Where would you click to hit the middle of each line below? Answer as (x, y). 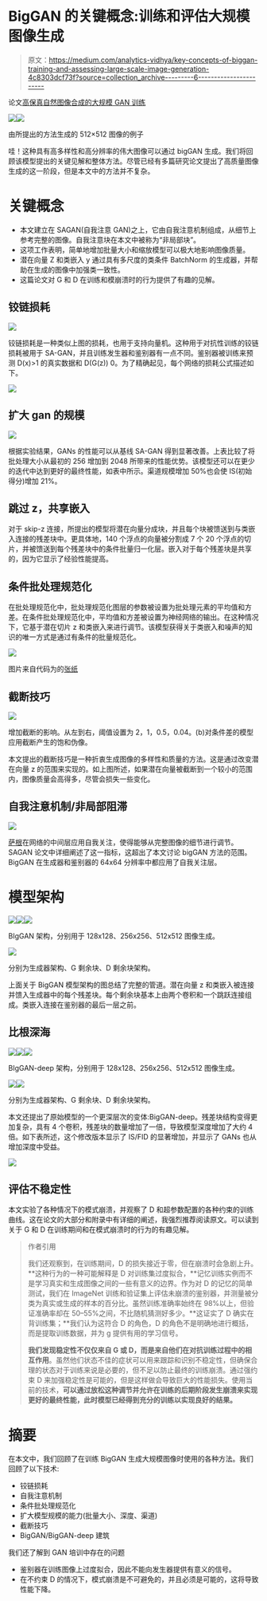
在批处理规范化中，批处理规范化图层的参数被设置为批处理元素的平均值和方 (130, 608)
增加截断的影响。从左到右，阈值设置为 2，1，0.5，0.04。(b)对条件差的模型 (131, 732)
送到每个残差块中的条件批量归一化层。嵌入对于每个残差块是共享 (147, 549)
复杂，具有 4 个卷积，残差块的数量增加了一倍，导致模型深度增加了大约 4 (133, 1127)
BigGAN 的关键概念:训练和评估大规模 (129, 16)
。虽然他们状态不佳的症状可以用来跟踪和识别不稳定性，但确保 (150, 1360)
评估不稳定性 (40, 1189)
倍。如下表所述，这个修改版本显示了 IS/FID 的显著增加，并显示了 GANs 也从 (132, 1136)
